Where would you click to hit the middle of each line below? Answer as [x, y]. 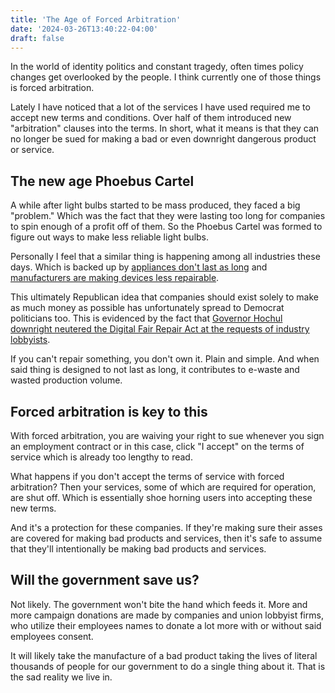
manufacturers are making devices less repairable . [115, 278]
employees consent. [52, 636]
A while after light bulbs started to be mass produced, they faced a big [155, 205]
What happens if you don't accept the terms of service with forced [147, 476]
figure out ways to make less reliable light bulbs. [110, 237]
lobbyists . [30, 340]
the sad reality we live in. [61, 677]
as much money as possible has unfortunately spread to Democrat [147, 308]
